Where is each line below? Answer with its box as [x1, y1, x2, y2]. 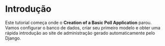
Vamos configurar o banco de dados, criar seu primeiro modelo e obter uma [5, 24, 161, 30]
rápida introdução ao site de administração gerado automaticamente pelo [5, 30, 155, 36]
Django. [5, 35, 21, 41]
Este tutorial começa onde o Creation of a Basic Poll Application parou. [5, 20, 152, 25]
